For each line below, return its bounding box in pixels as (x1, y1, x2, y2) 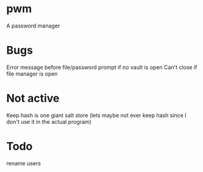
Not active (6, 91, 60, 106)
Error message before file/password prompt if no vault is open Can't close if (6, 63, 198, 71)
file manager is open (6, 70, 58, 77)
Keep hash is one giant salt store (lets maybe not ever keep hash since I (6, 112, 187, 119)
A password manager (6, 22, 60, 29)
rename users (6, 159, 41, 167)
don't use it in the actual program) (6, 118, 92, 125)
